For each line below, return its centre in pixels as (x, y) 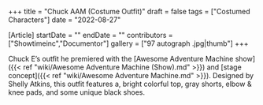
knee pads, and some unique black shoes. (77, 92)
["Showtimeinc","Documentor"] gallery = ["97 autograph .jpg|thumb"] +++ (129, 43)
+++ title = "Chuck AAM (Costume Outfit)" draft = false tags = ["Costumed (129, 11)
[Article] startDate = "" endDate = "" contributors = (91, 35)
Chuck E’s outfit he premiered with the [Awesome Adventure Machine (121, 59)
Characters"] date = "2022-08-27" (65, 20)
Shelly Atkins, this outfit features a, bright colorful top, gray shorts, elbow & (130, 84)
